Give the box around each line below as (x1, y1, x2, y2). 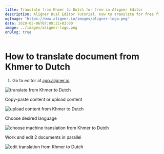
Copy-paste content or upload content (5, 96, 82, 102)
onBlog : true (5, 30, 32, 35)
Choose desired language (5, 115, 57, 121)
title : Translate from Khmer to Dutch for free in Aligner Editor (5, 7, 143, 12)
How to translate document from (5, 51, 140, 62)
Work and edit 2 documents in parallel (5, 134, 82, 140)
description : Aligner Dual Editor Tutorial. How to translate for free (5, 12, 154, 17)
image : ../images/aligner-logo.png (5, 25, 78, 30)
